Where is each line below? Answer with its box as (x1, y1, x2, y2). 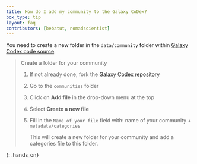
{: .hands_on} (6, 152, 39, 159)
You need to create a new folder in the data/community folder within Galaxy (6, 42, 189, 49)
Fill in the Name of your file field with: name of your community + (29, 117, 192, 124)
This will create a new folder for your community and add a (29, 134, 174, 141)
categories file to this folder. (29, 140, 99, 147)
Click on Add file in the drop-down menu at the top (29, 94, 155, 101)
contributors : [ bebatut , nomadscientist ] (6, 25, 110, 31)
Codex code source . (6, 48, 56, 55)
